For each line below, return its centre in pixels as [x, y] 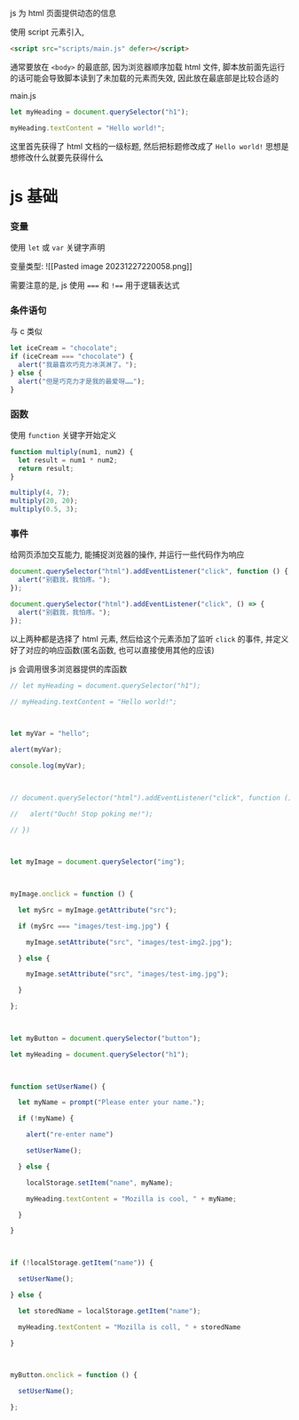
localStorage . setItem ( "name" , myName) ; [100, 1183]
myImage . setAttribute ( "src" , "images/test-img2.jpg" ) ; [130, 942]
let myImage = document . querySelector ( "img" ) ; [98, 862]
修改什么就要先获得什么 [60, 157]
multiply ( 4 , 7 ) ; [40, 493]
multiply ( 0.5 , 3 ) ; [44, 509]
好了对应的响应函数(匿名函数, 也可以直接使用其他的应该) [113, 650]
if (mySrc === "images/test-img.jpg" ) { [94, 926]
